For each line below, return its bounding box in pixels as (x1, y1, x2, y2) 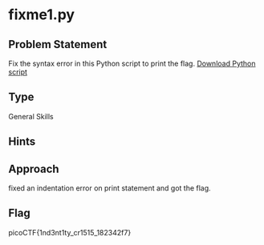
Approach (8, 162, 59, 175)
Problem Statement (8, 38, 108, 51)
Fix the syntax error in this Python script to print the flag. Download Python (8, 58, 256, 68)
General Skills (8, 111, 54, 121)
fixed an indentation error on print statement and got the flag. (8, 183, 211, 193)
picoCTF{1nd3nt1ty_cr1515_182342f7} (8, 227, 132, 237)
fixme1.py (8, 6, 75, 24)
